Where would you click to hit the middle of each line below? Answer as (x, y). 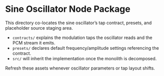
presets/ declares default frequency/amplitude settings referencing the (86, 48)
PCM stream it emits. (34, 42)
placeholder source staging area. (39, 28)
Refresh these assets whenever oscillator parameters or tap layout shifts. (80, 68)
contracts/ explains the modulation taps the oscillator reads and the (82, 38)
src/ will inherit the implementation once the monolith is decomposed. (84, 58)
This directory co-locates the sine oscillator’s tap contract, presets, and (79, 23)
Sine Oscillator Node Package (68, 9)
